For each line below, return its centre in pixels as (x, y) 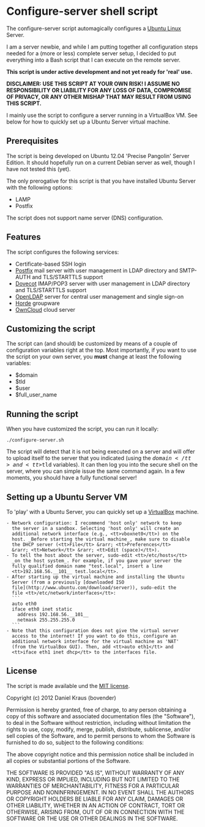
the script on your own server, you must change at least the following (94, 357)
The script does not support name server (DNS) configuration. (85, 218)
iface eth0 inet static (42, 609)
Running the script (42, 414)
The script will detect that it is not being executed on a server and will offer (101, 452)
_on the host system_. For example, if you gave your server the (97, 561)
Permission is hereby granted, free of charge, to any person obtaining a (96, 710)
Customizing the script (51, 329)
